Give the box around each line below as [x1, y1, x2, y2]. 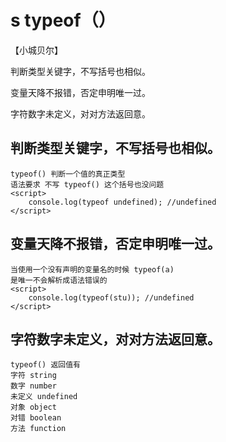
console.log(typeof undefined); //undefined [28, 197, 217, 207]
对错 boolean [10, 413, 62, 423]
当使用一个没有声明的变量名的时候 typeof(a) [10, 264, 175, 275]
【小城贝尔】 [10, 44, 63, 56]
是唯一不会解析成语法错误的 [10, 275, 108, 285]
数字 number [10, 381, 57, 391]
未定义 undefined [10, 392, 78, 402]
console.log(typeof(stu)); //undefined [28, 292, 195, 303]
